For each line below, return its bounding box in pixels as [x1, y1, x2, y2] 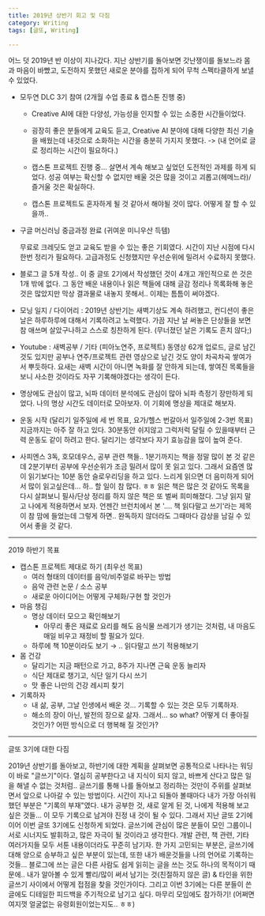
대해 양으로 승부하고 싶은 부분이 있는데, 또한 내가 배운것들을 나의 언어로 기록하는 [8, 850, 255, 860]
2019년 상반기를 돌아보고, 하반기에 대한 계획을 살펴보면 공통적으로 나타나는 [8, 761, 239, 771]
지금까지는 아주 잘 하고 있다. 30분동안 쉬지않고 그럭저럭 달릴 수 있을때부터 [19, 425, 247, 435]
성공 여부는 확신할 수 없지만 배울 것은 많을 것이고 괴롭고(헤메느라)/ [48, 172, 252, 182]
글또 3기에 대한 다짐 [8, 744, 69, 754]
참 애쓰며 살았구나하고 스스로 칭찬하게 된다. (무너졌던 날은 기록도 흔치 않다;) [19, 326, 252, 335]
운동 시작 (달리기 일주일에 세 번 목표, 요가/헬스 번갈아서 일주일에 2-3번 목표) [19, 416, 254, 425]
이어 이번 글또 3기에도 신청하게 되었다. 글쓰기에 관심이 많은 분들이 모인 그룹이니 [8, 820, 252, 830]
